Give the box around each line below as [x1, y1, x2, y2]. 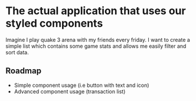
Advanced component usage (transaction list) [14, 87, 126, 95]
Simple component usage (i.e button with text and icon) [14, 82, 149, 89]
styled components [5, 17, 103, 30]
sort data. [5, 48, 29, 56]
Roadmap [5, 66, 42, 76]
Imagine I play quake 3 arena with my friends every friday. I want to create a [5, 36, 190, 43]
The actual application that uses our [5, 4, 187, 18]
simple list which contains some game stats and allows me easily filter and [5, 43, 187, 50]
